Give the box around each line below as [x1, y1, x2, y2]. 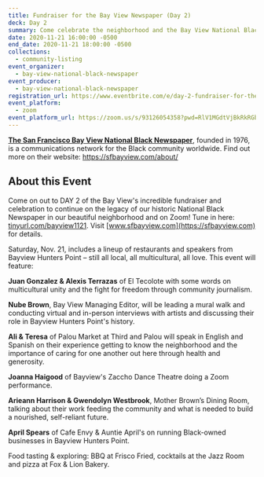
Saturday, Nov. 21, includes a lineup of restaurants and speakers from [8, 244, 233, 254]
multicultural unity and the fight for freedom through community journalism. [8, 284, 253, 294]
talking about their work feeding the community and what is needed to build [8, 404, 254, 413]
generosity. [8, 357, 45, 366]
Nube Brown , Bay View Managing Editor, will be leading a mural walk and [8, 299, 245, 309]
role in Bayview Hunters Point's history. [8, 316, 135, 326]
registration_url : [8, 92, 68, 100]
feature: [8, 261, 34, 270]
